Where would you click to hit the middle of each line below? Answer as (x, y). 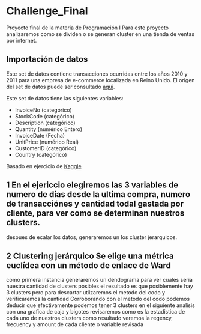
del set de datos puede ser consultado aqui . (61, 87)
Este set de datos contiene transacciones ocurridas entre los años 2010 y (97, 74)
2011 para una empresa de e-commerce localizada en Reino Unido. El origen (100, 80)
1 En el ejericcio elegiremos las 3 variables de (92, 185)
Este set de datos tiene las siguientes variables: (65, 98)
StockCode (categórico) (45, 116)
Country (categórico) (41, 154)
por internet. (22, 40)
